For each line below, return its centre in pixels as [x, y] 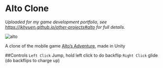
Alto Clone [27, 8]
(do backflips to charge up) [33, 60]
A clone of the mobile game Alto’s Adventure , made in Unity [65, 46]
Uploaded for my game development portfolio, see [56, 22]
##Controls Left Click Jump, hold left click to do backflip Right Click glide [81, 55]
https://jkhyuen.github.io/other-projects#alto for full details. [65, 27]
